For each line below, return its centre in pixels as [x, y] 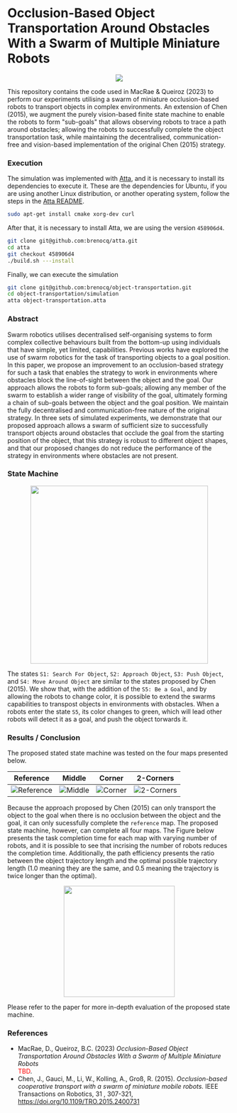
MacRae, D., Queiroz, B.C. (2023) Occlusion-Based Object [103, 1049]
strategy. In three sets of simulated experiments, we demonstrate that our [115, 417]
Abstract [23, 319]
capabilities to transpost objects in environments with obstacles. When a [114, 704]
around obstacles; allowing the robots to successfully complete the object [115, 129]
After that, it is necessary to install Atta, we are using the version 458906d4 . [116, 228]
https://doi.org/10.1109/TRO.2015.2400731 [78, 1102]
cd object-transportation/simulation [63, 294]
